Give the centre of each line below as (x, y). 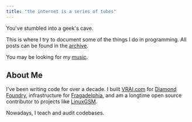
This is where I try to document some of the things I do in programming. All (96, 39)
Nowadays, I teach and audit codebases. (55, 113)
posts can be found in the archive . (47, 46)
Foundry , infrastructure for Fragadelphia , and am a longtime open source (94, 95)
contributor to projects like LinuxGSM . (52, 102)
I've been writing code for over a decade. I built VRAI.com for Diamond (91, 89)
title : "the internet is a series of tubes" (61, 11)
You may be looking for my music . (47, 57)
